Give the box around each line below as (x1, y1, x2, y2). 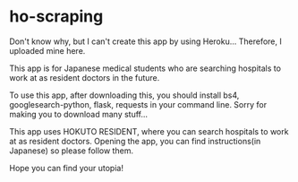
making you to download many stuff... (9, 108, 149, 119)
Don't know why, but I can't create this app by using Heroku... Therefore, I (9, 36, 282, 47)
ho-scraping (9, 6, 104, 27)
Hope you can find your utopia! (9, 162, 123, 173)
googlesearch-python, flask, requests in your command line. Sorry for (9, 99, 267, 109)
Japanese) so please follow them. (9, 145, 134, 156)
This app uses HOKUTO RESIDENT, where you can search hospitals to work (9, 126, 289, 136)
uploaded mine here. (9, 45, 86, 56)
